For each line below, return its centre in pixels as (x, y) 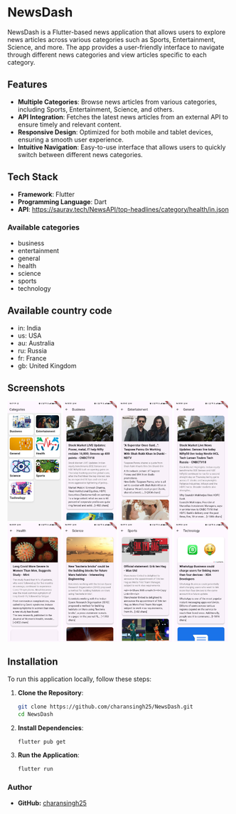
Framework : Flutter (46, 194)
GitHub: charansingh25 (52, 803)
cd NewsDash (35, 714)
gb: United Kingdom (47, 365)
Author (20, 788)
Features (27, 85)
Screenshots (36, 388)
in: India (29, 328)
